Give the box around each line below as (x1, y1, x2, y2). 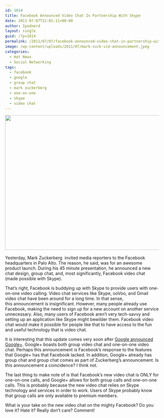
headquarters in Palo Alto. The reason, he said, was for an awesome (5, 260, 143, 266)
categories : (5, 49, 29, 54)
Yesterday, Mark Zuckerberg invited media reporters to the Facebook (5, 255, 145, 261)
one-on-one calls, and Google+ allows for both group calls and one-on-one (5, 377, 157, 383)
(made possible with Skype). (5, 276, 62, 282)
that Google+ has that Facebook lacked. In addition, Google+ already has (5, 352, 152, 358)
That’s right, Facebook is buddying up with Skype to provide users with (5, 285, 148, 291)
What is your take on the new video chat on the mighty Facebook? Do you (5, 402, 154, 408)
